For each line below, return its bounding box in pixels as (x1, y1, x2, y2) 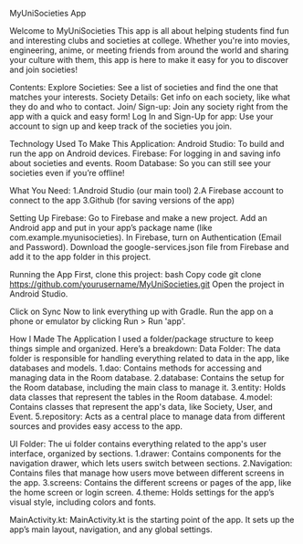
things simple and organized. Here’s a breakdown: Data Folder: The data (9, 343, 281, 354)
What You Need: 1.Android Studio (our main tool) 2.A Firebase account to (9, 185, 285, 195)
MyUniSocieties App (9, 8, 87, 18)
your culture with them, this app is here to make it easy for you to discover (9, 55, 289, 65)
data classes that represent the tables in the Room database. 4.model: (9, 392, 273, 403)
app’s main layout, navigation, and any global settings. (9, 524, 213, 535)
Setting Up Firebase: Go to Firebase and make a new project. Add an (9, 213, 267, 223)
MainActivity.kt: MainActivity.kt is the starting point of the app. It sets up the (9, 515, 295, 525)
